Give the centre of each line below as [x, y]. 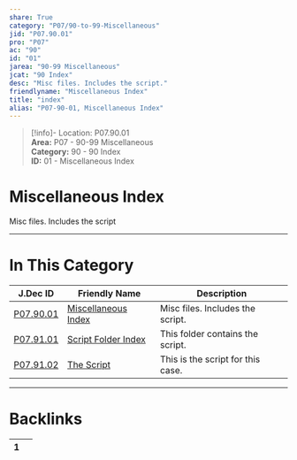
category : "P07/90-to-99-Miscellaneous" [85, 26]
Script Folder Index [107, 340]
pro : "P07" [29, 42]
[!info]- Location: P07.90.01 [80, 133]
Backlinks [46, 419]
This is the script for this [210, 359]
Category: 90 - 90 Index [76, 152]
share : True [31, 17]
